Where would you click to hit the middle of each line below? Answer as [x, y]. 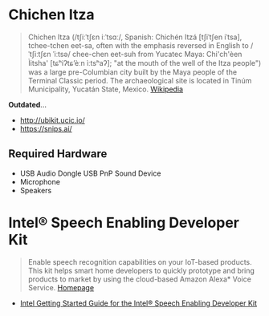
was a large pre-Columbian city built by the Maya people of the [132, 72]
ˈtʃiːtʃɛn [39, 54]
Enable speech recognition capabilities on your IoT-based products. [140, 261]
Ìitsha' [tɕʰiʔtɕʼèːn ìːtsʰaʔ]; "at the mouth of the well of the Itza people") [145, 63]
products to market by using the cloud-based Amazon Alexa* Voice [139, 279]
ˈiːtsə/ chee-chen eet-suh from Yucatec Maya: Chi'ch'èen [147, 54]
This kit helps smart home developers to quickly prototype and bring [141, 270]
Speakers [36, 190]
